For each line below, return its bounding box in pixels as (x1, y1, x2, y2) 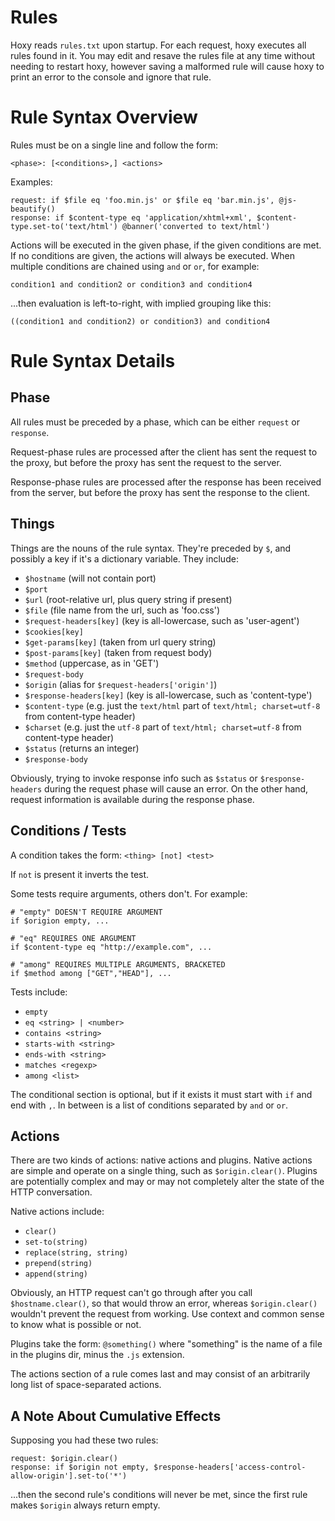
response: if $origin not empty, (10, 1462, 150, 1473)
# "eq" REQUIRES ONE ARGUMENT (10, 933, 137, 943)
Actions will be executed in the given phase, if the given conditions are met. (10, 239, 322, 251)
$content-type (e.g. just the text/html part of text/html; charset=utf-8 (24, 699, 321, 711)
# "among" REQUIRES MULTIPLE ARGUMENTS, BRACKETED (10, 959, 226, 970)
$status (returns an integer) (24, 742, 140, 754)
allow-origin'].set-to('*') (10, 1471, 128, 1481)
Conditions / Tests (10, 822, 127, 840)
